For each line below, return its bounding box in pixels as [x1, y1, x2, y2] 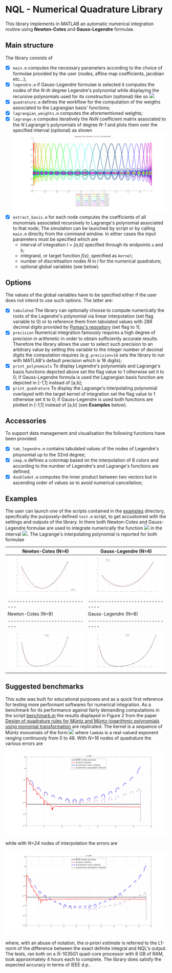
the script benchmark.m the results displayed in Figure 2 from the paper [5, 712, 157, 718]
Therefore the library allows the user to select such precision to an [12, 341, 153, 347]
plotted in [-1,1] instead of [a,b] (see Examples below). [12, 401, 127, 408]
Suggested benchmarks [5, 682, 84, 691]
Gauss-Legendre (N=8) [88, 611, 138, 617]
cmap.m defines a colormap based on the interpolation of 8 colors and [12, 457, 159, 463]
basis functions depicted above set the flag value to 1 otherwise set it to [12, 368, 165, 375]
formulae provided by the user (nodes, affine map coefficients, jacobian [12, 70, 164, 77]
